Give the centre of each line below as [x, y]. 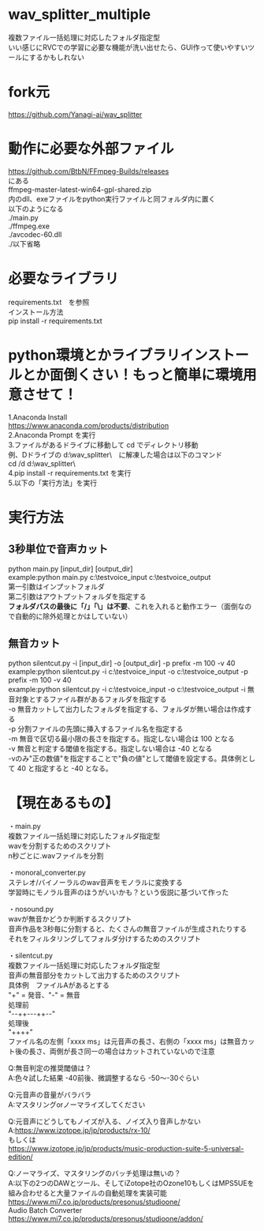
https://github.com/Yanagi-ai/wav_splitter [75, 114]
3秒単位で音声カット [58, 550]
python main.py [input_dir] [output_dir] [71, 568]
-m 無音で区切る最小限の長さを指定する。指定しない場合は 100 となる [121, 738]
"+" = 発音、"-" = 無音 [45, 995]
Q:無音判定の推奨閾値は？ [50, 1068]
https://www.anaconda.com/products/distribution [89, 425]
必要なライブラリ [64, 279]
